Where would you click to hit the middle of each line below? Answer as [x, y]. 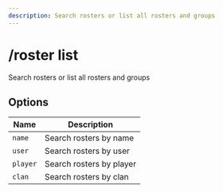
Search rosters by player [91, 164]
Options [29, 102]
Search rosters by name [90, 138]
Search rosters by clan [87, 177]
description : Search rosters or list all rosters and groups [112, 16]
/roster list [43, 55]
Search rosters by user [87, 151]
